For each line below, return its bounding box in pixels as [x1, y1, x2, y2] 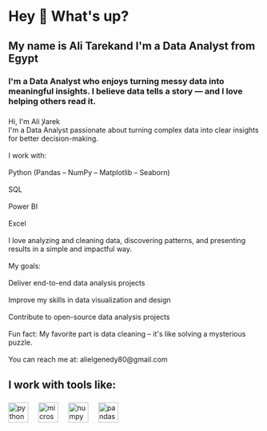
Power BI [8, 202, 38, 211]
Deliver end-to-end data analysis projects [8, 278, 145, 288]
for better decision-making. [8, 134, 98, 143]
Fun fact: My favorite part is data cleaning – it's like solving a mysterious [8, 329, 246, 339]
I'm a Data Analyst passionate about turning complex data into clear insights [8, 126, 259, 135]
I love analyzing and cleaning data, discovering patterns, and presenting [8, 236, 246, 245]
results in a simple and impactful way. [8, 244, 133, 254]
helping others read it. [8, 95, 96, 106]
